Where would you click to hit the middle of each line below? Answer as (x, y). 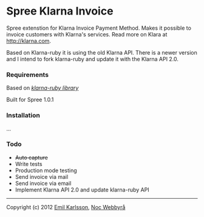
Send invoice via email (43, 183)
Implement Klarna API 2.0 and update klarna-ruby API (82, 190)
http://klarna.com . (29, 41)
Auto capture (32, 157)
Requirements (28, 75)
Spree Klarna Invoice (60, 11)
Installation (23, 115)
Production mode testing (46, 170)
